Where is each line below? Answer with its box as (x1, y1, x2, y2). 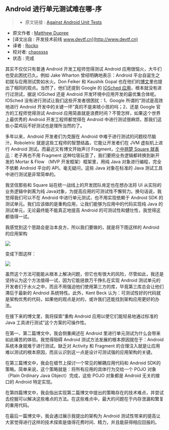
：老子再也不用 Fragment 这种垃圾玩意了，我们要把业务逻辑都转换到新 (10, 152, 155, 158)
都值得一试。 (5, 213, 32, 220)
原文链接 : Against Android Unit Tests (25, 19, 102, 25)
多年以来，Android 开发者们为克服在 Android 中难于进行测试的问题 (5, 133, 143, 139)
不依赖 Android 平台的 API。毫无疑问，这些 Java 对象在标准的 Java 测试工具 (5, 165, 163, 171)
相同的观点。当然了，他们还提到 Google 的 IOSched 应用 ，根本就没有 (14, 85, 157, 91)
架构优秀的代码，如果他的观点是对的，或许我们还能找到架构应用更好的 (9, 296, 155, 302)
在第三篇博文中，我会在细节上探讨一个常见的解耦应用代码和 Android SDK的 (5, 360, 161, 366)
